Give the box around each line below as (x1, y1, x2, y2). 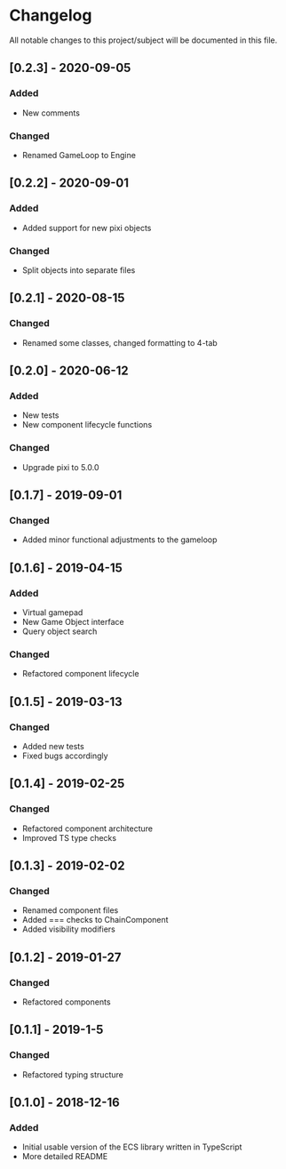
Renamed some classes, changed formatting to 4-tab (21, 337, 218, 348)
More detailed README (21, 1151, 108, 1162)
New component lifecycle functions (21, 420, 153, 430)
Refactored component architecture (21, 823, 154, 834)
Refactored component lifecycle (21, 669, 139, 679)
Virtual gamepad (21, 606, 83, 618)
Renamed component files (21, 905, 119, 916)
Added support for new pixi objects (21, 222, 152, 233)
